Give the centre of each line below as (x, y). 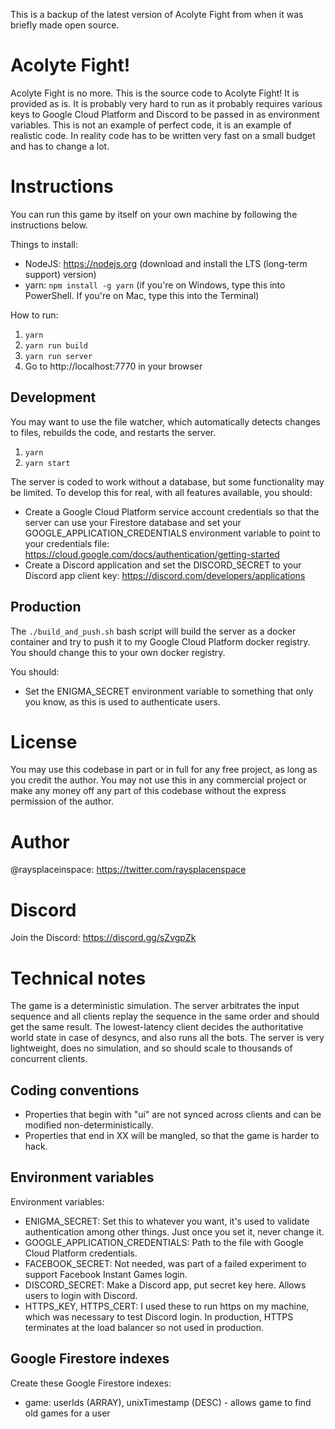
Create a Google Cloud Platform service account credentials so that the (172, 511)
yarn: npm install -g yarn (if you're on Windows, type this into (155, 285)
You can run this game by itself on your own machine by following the (154, 214)
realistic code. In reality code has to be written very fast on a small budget (163, 135)
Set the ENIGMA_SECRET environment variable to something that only (169, 691)
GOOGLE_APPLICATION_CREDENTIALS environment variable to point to (172, 533)
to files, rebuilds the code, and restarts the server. (113, 432)
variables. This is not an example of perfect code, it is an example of (151, 125)
